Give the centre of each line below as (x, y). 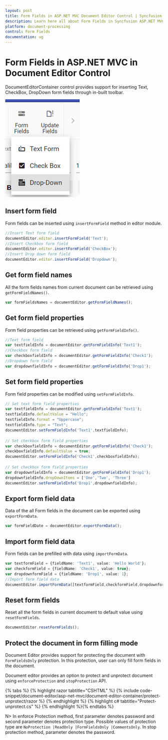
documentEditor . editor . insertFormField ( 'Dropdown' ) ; (61, 260)
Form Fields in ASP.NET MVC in (71, 62)
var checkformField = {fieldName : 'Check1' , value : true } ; (68, 569)
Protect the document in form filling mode (72, 643)
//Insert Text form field (32, 233)
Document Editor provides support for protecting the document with (75, 655)
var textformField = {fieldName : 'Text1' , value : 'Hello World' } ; (76, 564)
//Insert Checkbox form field (37, 244)
